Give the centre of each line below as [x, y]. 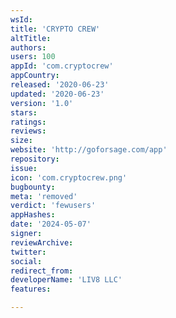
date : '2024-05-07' [51, 224]
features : [31, 289]
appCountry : [35, 76]
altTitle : [31, 38]
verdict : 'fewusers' [53, 206]
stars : [24, 112]
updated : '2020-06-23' [57, 94]
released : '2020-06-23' [60, 85]
